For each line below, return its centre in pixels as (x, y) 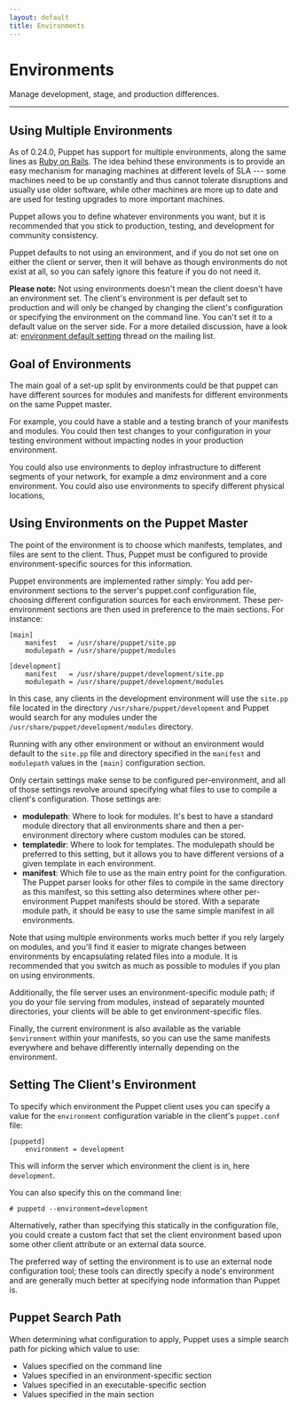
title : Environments (47, 26)
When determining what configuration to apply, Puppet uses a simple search (149, 1339)
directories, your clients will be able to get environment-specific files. (136, 1011)
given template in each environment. (89, 863)
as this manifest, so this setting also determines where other (132, 891)
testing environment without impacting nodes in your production (126, 440)
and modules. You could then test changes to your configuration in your (141, 431)
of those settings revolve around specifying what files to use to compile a (143, 789)
